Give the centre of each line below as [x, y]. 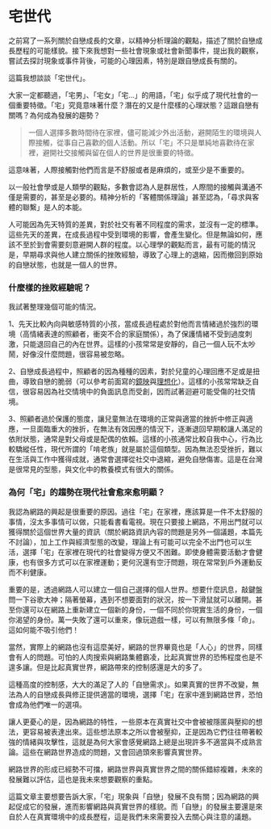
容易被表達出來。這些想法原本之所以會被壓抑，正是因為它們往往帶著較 [146, 731]
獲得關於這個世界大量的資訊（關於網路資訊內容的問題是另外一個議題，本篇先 [135, 532]
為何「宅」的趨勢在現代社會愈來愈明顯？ [87, 492]
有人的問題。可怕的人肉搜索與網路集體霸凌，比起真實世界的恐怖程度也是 [135, 657]
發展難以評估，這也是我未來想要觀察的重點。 [83, 779]
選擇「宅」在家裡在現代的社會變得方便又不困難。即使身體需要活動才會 [139, 552]
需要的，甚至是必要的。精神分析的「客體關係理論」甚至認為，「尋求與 [137, 197]
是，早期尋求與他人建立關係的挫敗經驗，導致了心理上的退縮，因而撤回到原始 [135, 255]
